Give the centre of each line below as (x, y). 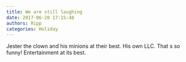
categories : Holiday (32, 29)
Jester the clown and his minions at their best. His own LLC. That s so (93, 46)
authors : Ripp (24, 23)
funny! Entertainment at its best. (46, 53)
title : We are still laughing (45, 12)
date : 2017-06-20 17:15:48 (40, 18)
